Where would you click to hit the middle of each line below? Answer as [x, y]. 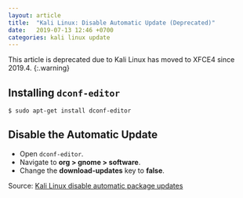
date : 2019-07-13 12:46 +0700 [61, 30]
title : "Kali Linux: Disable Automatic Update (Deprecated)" [112, 23]
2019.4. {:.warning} [39, 68]
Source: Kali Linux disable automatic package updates [96, 185]
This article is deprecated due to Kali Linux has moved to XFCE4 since [121, 60]
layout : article [34, 15]
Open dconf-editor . [51, 153]
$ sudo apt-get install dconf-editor [70, 111]
